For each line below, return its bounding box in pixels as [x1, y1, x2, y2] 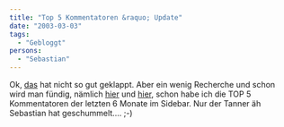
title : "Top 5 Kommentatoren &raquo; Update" [9, 13, 182, 22]
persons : [9, 47, 42, 55]
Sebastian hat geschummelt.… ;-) [9, 108, 133, 118]
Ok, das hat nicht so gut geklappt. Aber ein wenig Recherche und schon [9, 80, 276, 89]
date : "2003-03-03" [9, 21, 83, 30]
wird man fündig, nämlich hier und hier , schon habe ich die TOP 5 [9, 89, 252, 99]
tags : [9, 30, 30, 38]
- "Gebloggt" [17, 38, 67, 47]
